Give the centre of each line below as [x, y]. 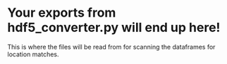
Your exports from [62, 13]
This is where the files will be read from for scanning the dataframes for [111, 47]
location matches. [33, 54]
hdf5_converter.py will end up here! [114, 27]
